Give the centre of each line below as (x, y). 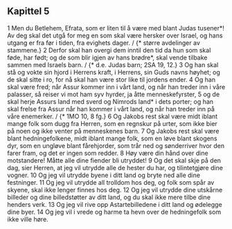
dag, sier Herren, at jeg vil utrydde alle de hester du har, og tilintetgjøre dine (115, 167)
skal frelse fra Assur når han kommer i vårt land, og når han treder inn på (111, 109)
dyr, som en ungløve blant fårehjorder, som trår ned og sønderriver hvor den (116, 145)
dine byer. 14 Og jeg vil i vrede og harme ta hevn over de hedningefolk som (114, 212)
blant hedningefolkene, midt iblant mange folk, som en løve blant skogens (112, 138)
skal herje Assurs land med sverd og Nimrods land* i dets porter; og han (110, 101)
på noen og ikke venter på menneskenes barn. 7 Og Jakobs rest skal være (113, 131)
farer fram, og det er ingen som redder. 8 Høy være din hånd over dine (108, 153)
